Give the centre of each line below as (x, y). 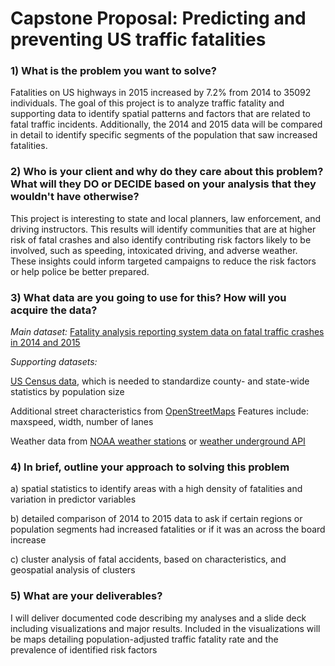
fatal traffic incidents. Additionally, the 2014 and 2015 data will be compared (166, 124)
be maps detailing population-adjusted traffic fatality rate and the (144, 639)
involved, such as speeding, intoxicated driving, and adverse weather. (154, 250)
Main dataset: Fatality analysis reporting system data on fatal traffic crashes (167, 332)
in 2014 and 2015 (45, 343)
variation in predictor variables (73, 499)
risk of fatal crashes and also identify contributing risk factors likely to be (161, 239)
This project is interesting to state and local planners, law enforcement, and (165, 218)
